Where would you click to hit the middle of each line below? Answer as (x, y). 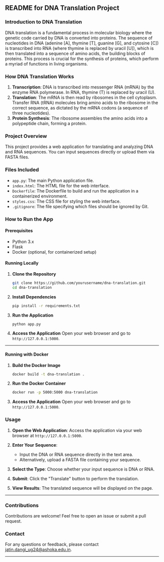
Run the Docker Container (39, 384)
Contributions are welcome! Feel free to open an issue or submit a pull (76, 516)
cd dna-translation (32, 287)
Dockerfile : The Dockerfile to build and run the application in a (75, 191)
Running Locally (22, 263)
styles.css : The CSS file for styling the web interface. (66, 201)
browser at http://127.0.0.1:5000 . (47, 435)
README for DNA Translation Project (62, 8)
